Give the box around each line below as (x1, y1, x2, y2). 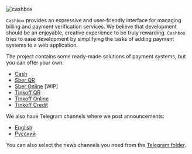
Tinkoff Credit (14, 101, 48, 108)
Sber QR (14, 76, 35, 83)
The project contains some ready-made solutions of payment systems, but (6, 53, 186, 60)
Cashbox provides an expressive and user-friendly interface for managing (6, 17, 181, 23)
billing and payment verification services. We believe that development (6, 23, 177, 30)
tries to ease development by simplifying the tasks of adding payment (6, 36, 174, 42)
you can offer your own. (6, 59, 64, 66)
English (14, 124, 33, 131)
